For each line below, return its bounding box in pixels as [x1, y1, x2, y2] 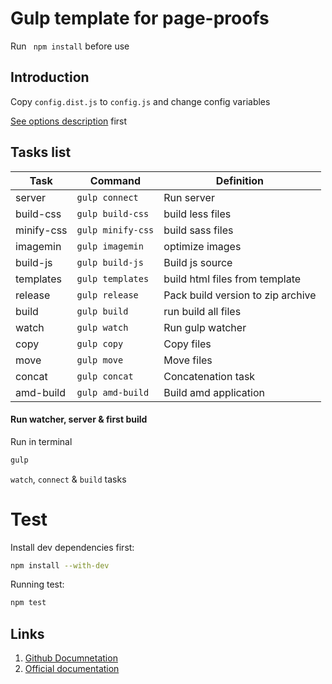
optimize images [163, 239, 242, 253]
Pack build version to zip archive [163, 288, 317, 302]
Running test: [10, 578, 65, 591]
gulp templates [76, 273, 150, 284]
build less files [163, 207, 232, 221]
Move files [163, 353, 213, 367]
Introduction [10, 69, 90, 86]
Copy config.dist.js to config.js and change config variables [10, 95, 271, 107]
